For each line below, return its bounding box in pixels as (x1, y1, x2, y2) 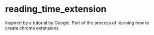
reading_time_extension (5, 3, 107, 15)
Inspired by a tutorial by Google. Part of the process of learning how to (5, 20, 150, 26)
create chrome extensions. (5, 25, 60, 31)
